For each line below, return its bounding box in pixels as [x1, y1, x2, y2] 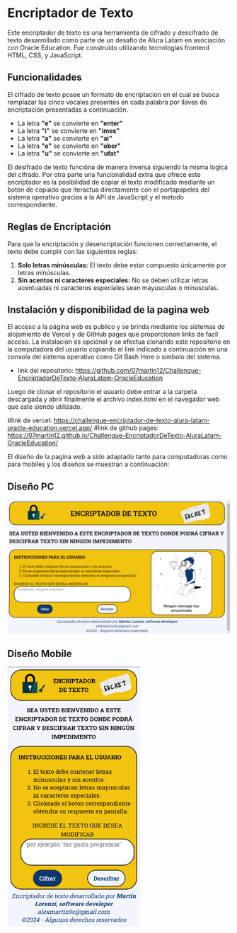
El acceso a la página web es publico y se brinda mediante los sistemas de [7, 323, 225, 331]
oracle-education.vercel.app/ [7, 424, 93, 432]
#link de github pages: [93, 424, 159, 432]
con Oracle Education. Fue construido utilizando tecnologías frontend [7, 43, 210, 52]
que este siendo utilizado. [7, 402, 83, 411]
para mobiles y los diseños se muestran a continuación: [7, 460, 170, 468]
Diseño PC [7, 480, 54, 492]
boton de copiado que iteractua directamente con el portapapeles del [7, 185, 210, 194]
